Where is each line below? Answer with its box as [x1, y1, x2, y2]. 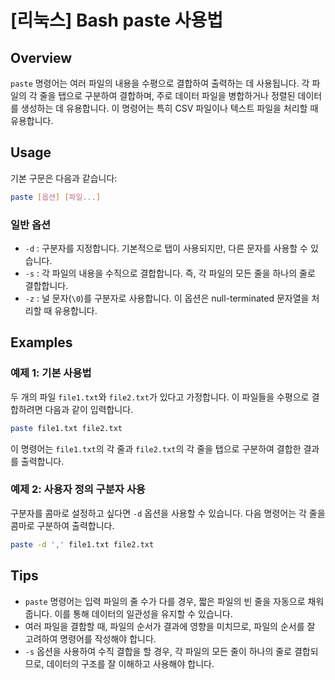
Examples [10, 334, 73, 351]
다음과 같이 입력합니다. [44, 403, 134, 415]
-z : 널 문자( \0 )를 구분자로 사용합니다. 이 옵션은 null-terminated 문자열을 [24, 292, 310, 304]
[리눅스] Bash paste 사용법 [10, 9, 223, 32]
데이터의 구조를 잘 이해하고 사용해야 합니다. [46, 657, 215, 670]
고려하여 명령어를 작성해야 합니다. [24, 632, 157, 645]
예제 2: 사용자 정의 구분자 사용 [10, 482, 146, 496]
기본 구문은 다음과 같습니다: [10, 172, 118, 184]
